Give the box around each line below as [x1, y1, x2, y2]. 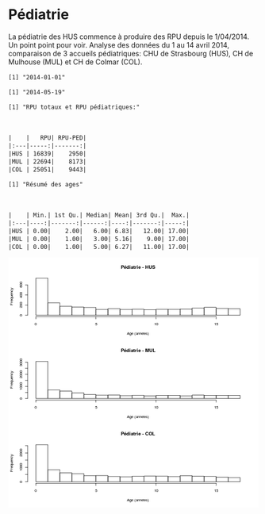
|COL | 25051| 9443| [8, 165, 87, 174]
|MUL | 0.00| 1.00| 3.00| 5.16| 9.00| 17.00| [8, 235, 190, 243]
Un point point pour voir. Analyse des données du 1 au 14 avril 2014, [8, 40, 230, 49]
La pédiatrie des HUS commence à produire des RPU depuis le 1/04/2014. [8, 32, 250, 41]
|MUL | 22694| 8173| [8, 157, 87, 166]
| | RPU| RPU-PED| [8, 133, 87, 142]
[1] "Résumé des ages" [8, 180, 83, 188]
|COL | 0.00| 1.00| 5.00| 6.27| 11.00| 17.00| [8, 243, 190, 251]
